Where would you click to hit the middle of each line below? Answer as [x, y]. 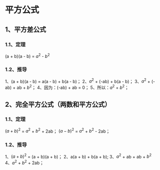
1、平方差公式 [26, 29]
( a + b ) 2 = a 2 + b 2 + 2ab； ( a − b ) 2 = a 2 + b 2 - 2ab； [58, 131]
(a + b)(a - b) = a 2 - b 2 [27, 55]
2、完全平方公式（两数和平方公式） [58, 104]
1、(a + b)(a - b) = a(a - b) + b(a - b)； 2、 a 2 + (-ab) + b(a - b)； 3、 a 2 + [78, 81]
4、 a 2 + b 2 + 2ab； [24, 162]
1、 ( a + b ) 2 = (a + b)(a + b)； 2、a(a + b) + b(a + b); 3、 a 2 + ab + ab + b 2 [78, 156]
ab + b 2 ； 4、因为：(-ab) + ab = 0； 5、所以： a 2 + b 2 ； [73, 87]
